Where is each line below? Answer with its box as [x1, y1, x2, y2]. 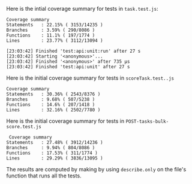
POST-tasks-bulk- [125, 119, 169, 125]
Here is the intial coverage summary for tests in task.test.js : [6, 5, 158, 12]
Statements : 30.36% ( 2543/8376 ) [6, 91, 101, 97]
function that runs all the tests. [6, 172, 82, 179]
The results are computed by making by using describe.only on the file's [6, 166, 187, 173]
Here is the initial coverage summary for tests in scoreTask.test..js [6, 74, 175, 82]
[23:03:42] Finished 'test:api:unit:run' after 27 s [6, 48, 141, 54]
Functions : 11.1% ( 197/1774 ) [6, 32, 95, 38]
